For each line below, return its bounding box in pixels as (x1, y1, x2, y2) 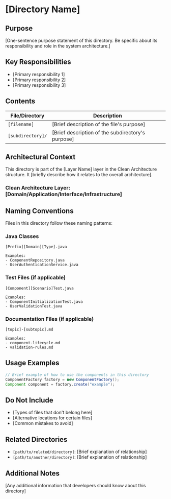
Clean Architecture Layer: (5, 184, 70, 192)
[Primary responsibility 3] (12, 82, 66, 88)
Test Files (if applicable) (5, 274, 66, 281)
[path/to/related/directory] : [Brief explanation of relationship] (12, 448, 147, 455)
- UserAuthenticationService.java (5, 262, 79, 268)
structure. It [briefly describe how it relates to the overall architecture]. (5, 172, 153, 178)
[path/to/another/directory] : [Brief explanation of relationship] (12, 454, 147, 460)
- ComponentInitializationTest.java (5, 299, 83, 304)
